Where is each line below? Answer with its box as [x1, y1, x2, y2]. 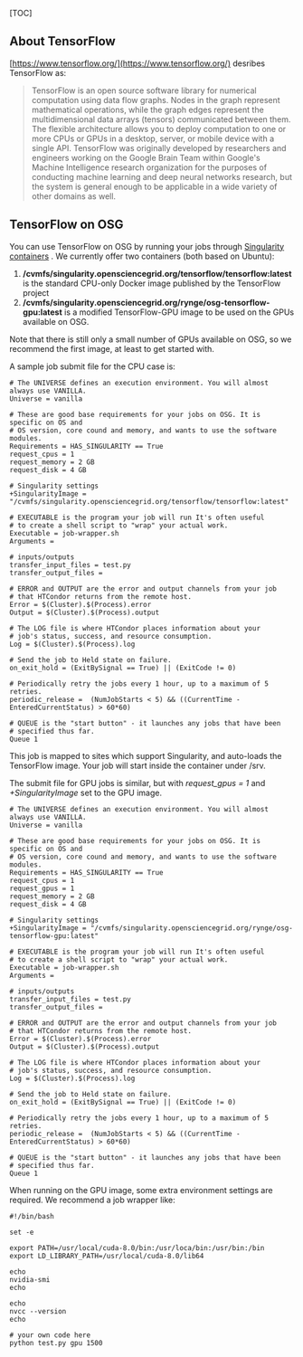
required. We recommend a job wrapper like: [9, 1194, 175, 1205]
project [22, 287, 50, 298]
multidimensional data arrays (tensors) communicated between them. [31, 113, 291, 125]
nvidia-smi [9, 1275, 51, 1284]
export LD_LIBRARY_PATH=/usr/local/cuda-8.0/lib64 [9, 1251, 204, 1260]
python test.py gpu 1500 [9, 1338, 103, 1347]
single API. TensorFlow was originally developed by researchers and [31, 142, 287, 153]
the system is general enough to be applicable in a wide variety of [31, 181, 278, 192]
